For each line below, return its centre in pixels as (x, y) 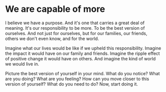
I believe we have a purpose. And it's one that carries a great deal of (75, 23)
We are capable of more (55, 9)
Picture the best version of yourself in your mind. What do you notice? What (83, 73)
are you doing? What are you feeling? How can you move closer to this (77, 79)
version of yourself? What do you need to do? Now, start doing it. (72, 84)
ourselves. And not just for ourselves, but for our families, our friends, (76, 33)
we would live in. (22, 64)
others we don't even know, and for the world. (52, 39)
